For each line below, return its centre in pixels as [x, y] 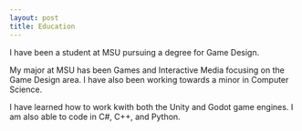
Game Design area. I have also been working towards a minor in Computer [149, 79]
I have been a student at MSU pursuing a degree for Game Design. [135, 52]
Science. [26, 89]
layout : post [34, 18]
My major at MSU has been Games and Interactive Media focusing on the [147, 70]
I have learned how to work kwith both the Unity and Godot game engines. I [151, 106]
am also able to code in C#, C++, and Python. [95, 116]
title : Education [42, 26]
